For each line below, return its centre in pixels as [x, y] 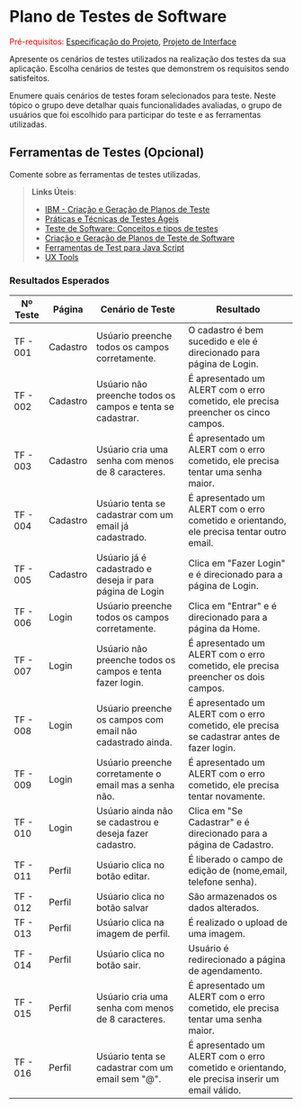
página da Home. [224, 629]
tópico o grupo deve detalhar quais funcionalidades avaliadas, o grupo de [146, 104]
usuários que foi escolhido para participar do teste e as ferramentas [135, 114]
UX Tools [62, 257]
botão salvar [122, 908]
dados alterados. [223, 908]
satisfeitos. [30, 77]
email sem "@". [129, 1079]
